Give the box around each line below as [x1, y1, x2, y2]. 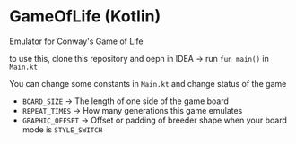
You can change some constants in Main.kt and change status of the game [9, 78, 287, 89]
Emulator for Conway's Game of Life [9, 36, 144, 47]
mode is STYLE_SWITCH [22, 123, 103, 135]
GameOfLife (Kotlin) [9, 6, 161, 27]
